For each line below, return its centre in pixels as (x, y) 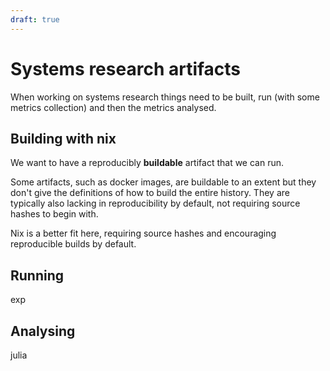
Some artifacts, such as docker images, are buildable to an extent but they (163, 182)
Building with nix (63, 138)
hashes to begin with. (54, 214)
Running (37, 275)
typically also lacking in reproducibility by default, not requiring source (155, 203)
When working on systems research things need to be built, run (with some (165, 97)
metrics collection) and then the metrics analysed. (113, 107)
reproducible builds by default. (73, 244)
